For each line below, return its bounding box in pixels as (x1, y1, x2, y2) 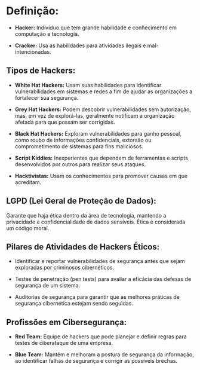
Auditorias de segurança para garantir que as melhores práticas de (14, 293, 180, 301)
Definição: (6, 4, 59, 18)
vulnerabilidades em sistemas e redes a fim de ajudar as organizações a (14, 88, 193, 95)
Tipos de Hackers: (6, 66, 76, 76)
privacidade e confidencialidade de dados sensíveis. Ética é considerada (6, 218, 186, 225)
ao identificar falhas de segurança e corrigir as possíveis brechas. (14, 357, 178, 365)
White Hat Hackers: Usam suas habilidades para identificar (14, 81, 162, 88)
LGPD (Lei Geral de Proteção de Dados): (6, 196, 156, 206)
